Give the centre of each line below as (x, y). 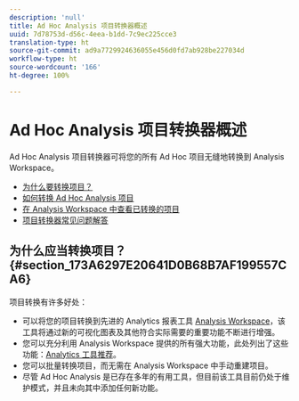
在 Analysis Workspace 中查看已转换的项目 (101, 209)
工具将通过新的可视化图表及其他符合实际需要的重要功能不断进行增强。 (151, 331)
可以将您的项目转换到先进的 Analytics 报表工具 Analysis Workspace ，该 (154, 321)
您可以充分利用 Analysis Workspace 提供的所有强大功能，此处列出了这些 (155, 343)
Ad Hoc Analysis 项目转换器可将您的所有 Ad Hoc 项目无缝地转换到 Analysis (147, 156)
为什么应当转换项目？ (68, 251)
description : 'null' (48, 17)
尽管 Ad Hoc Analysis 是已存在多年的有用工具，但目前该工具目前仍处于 (152, 376)
